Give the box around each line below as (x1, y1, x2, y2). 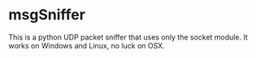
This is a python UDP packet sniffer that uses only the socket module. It (8, 32, 248, 42)
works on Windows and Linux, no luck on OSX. (8, 40, 165, 50)
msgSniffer (8, 6, 85, 24)
